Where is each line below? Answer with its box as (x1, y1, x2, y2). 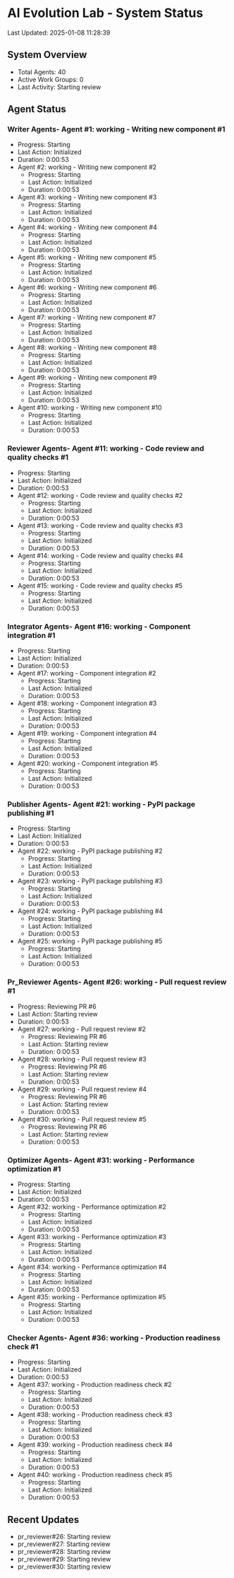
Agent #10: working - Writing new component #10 (17, 403, 162, 412)
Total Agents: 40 (17, 67, 66, 76)
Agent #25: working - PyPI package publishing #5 (17, 937, 163, 946)
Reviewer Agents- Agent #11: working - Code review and (7, 443, 204, 453)
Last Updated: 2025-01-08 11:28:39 (7, 28, 111, 37)
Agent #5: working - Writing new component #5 (17, 253, 156, 262)
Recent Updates (7, 1514, 80, 1526)
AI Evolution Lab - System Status (7, 5, 204, 21)
